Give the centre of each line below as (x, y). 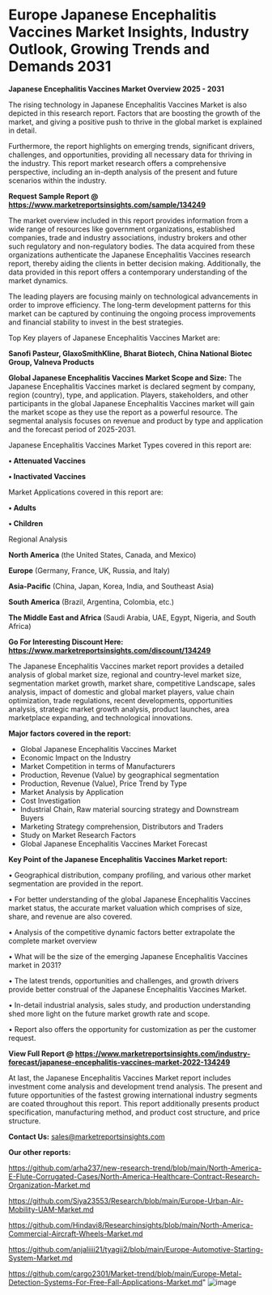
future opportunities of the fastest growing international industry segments (133, 1095)
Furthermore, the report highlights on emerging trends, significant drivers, (132, 146)
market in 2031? (35, 965)
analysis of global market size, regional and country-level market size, (125, 674)
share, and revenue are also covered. (70, 916)
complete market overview (53, 940)
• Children (25, 523)
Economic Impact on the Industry (75, 758)
